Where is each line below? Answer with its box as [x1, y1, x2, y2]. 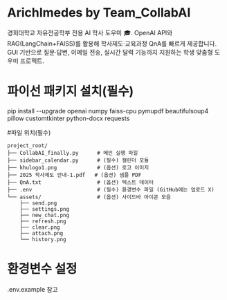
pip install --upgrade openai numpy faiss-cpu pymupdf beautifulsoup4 [7, 106, 209, 115]
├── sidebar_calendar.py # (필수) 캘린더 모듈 [7, 157, 149, 164]
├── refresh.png [19, 218, 67, 225]
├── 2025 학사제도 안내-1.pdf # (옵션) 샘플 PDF [7, 171, 142, 178]
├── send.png [19, 199, 57, 207]
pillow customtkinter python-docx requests [7, 114, 130, 122]
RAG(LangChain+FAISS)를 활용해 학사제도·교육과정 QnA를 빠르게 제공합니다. [7, 39, 217, 48]
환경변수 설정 [7, 261, 78, 277]
